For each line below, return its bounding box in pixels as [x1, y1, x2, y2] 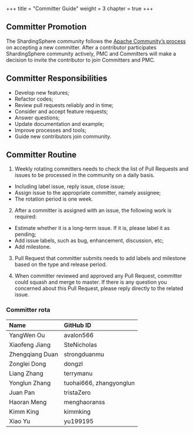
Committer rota [6, 306, 51, 314]
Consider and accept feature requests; [14, 108, 108, 115]
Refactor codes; [14, 95, 54, 102]
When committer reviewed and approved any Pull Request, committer [14, 272, 183, 279]
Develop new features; [14, 89, 70, 96]
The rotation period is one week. [14, 195, 93, 202]
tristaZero [63, 388, 91, 397]
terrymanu [63, 369, 93, 377]
